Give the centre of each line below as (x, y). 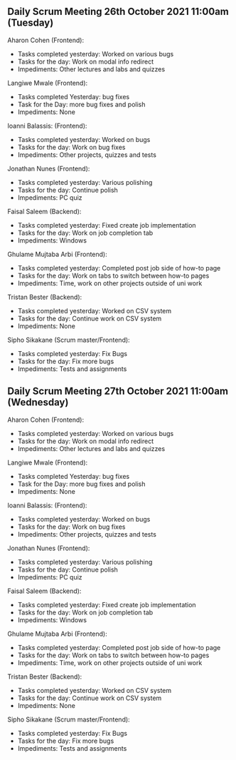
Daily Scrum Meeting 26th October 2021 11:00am (118, 12)
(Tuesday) (31, 23)
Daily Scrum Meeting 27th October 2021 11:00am (118, 391)
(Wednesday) (38, 402)
